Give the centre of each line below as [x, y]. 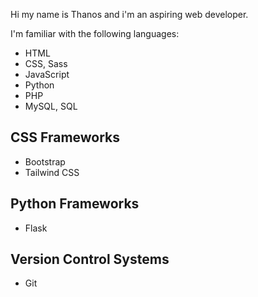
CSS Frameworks [65, 137]
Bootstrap [45, 161]
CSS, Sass [46, 63]
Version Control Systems [90, 259]
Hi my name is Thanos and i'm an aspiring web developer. [129, 14]
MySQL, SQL [51, 106]
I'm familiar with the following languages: [95, 33]
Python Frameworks [75, 204]
